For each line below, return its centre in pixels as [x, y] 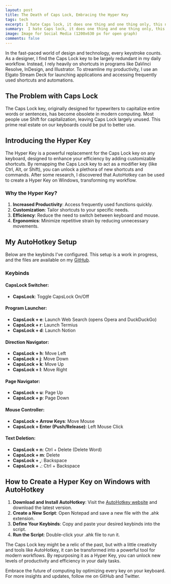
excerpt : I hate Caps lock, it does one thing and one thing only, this [84, 24]
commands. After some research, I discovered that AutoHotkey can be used [85, 174]
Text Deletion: [20, 438]
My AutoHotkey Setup [41, 242]
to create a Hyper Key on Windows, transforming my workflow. [71, 180]
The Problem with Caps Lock [52, 96]
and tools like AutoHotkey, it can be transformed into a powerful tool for [80, 550]
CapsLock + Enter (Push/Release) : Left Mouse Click [68, 426]
